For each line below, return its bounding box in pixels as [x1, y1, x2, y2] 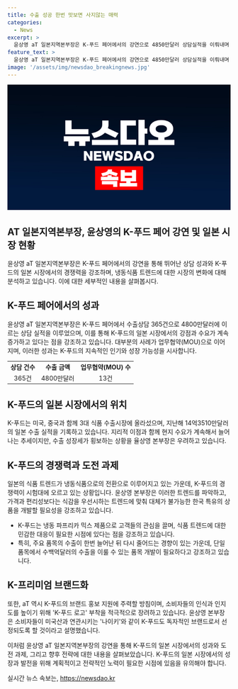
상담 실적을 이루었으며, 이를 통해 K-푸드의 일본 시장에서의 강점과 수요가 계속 [20, 328, 229, 337]
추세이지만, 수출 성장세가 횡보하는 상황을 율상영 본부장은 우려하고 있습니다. [20, 437, 227, 445]
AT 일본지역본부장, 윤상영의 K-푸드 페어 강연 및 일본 [7, 225, 220, 237]
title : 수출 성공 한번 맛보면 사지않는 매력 [7, 11, 119, 18]
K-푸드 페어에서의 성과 [7, 300, 100, 312]
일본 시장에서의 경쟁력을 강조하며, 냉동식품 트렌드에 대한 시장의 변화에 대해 [20, 268, 227, 276]
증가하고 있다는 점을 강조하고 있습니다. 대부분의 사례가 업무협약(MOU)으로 [7, 337, 212, 346]
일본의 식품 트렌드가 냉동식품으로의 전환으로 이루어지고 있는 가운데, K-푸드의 [7, 479, 218, 488]
